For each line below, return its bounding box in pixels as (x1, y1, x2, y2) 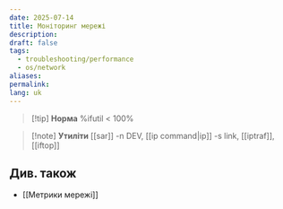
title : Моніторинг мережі (9, 22, 106, 30)
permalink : (9, 80, 50, 89)
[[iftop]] (30, 140, 60, 151)
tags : (9, 47, 30, 56)
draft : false (9, 38, 58, 48)
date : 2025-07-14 (9, 13, 74, 22)
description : (9, 30, 58, 39)
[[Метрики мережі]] (21, 189, 99, 200)
